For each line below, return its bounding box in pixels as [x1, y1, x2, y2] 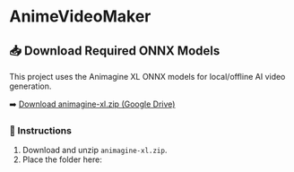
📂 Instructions [9, 124, 72, 136]
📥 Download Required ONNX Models [9, 43, 220, 58]
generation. [9, 81, 52, 91]
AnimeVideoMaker [9, 6, 151, 27]
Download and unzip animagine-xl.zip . [22, 145, 168, 156]
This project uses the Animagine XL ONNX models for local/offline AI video [9, 72, 286, 82]
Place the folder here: [22, 154, 103, 165]
